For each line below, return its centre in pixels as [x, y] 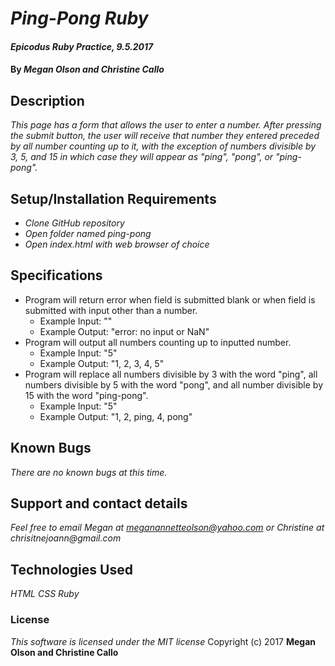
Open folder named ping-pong [88, 233]
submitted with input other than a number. [111, 310]
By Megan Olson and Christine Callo [87, 69]
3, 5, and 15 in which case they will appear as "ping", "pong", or [142, 157]
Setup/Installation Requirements [113, 198]
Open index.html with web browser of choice [117, 244]
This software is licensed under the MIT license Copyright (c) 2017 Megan [163, 641]
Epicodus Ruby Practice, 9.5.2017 [82, 46]
